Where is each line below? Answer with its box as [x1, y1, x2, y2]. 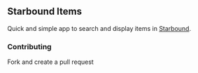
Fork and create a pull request [7, 58, 94, 66]
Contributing [7, 41, 52, 51]
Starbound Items [7, 6, 83, 18]
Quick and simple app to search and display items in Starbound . [7, 24, 191, 32]
